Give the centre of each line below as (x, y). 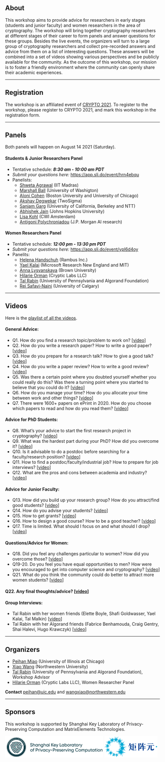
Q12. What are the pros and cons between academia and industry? (80, 473)
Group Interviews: (24, 603)
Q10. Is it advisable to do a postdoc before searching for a (71, 452)
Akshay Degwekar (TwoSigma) (51, 201)
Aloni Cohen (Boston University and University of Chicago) (79, 195)
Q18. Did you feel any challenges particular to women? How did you (80, 554)
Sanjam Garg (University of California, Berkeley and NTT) (78, 206)
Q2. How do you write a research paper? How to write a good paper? (82, 345)
